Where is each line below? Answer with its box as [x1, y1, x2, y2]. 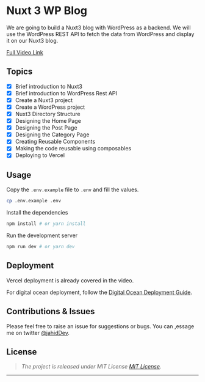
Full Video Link [6, 48, 44, 56]
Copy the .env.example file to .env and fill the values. [6, 186, 139, 193]
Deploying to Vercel [15, 152, 65, 159]
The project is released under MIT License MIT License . [21, 363, 162, 370]
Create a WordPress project [15, 103, 85, 111]
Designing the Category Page [15, 131, 90, 138]
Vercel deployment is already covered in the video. [6, 276, 134, 284]
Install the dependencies [6, 209, 68, 216]
